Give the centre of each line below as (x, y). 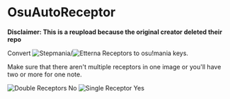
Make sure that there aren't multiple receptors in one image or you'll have (114, 66)
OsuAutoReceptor (62, 12)
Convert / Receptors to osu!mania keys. (98, 53)
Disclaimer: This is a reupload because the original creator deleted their (115, 32)
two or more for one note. (45, 74)
